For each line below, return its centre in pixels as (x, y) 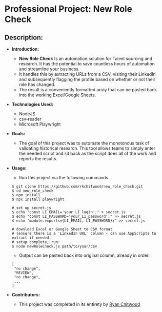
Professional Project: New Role (68, 9)
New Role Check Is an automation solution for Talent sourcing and (85, 59)
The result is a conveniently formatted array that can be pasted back (88, 90)
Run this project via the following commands (63, 177)
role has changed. (37, 84)
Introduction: (25, 49)
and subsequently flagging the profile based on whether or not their (87, 79)
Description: (24, 37)
